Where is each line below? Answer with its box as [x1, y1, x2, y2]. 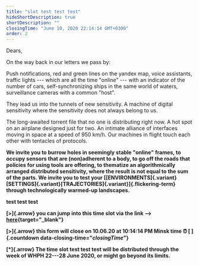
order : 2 [6, 31, 28, 37]
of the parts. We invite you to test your [6, 174, 103, 181]
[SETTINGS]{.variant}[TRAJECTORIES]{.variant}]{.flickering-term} [6, 181, 176, 188]
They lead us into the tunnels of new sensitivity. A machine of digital [6, 100, 173, 108]
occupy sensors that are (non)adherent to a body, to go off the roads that [6, 155, 190, 162]
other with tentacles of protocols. [6, 137, 88, 144]
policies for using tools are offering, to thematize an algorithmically [6, 162, 176, 169]
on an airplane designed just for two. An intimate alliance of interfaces [6, 125, 178, 132]
